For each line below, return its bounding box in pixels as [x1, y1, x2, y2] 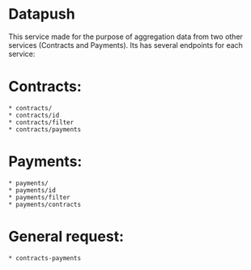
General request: [8, 228, 124, 246]
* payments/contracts [8, 200, 82, 208]
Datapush [8, 5, 75, 24]
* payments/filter [8, 193, 70, 201]
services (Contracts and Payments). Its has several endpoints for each [8, 40, 243, 49]
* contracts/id [8, 111, 60, 119]
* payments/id [8, 186, 57, 195]
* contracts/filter [8, 118, 74, 126]
